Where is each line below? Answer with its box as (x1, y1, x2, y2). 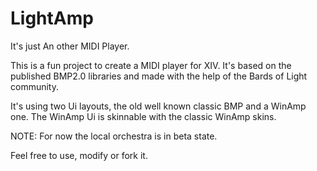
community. (10, 80, 59, 92)
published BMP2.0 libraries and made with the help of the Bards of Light (10, 70, 308, 82)
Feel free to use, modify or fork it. (10, 149, 148, 161)
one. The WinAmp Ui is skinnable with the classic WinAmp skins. (10, 110, 277, 122)
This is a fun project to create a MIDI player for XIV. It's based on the (10, 59, 292, 71)
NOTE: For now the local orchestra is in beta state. (10, 130, 218, 142)
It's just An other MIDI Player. (10, 40, 130, 52)
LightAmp (10, 7, 94, 30)
